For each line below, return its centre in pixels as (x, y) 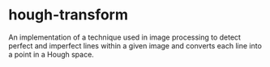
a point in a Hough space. (51, 54)
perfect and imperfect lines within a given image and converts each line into (135, 45)
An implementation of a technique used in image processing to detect (125, 37)
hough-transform (68, 15)
